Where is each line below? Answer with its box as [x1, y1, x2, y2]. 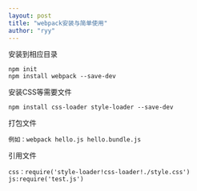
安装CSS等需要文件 [8, 87, 72, 97]
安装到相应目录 [8, 50, 58, 59]
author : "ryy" [8, 26, 56, 34]
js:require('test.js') [8, 175, 84, 184]
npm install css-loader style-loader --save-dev [8, 103, 174, 112]
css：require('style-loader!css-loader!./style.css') [8, 169, 191, 177]
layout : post [8, 11, 52, 20]
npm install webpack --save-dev [8, 73, 116, 81]
